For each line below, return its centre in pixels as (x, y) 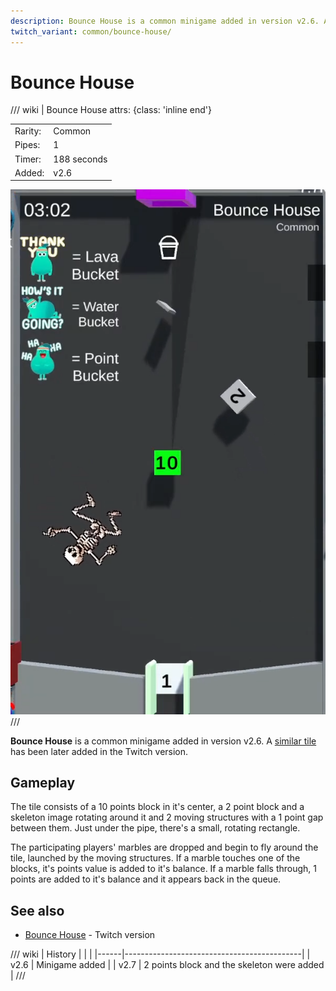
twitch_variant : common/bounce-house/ (91, 31)
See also (37, 910)
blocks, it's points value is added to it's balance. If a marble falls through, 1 (163, 869)
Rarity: (28, 131)
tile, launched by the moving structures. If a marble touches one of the (155, 858)
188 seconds (80, 159)
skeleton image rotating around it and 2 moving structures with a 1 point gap (167, 817)
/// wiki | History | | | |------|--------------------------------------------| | (160, 954)
